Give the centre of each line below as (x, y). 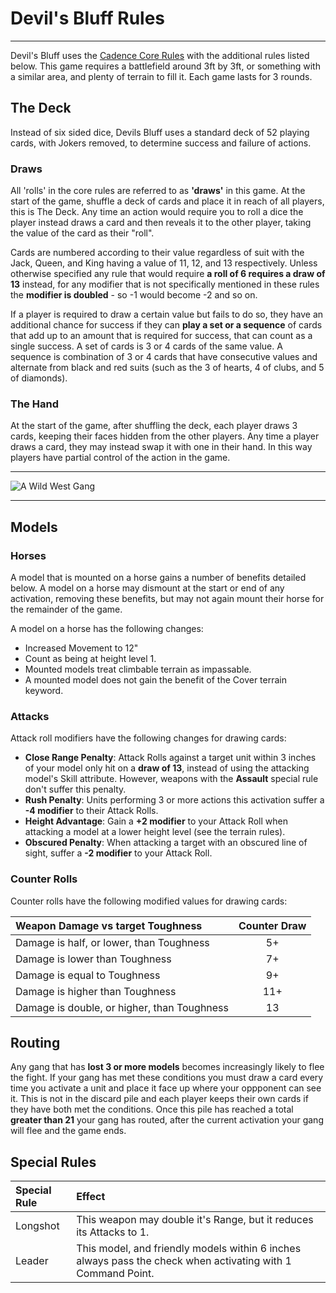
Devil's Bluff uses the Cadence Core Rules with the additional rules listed (160, 55)
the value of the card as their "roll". (82, 233)
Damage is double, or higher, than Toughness (122, 1007)
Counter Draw (272, 925)
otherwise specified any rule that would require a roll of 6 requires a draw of (168, 274)
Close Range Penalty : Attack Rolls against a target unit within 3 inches (170, 758)
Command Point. (115, 1274)
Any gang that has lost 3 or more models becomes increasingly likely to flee (167, 1067)
